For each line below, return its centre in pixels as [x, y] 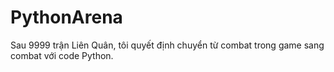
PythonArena [66, 17]
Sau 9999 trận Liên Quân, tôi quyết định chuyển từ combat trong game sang [167, 45]
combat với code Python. [62, 55]
